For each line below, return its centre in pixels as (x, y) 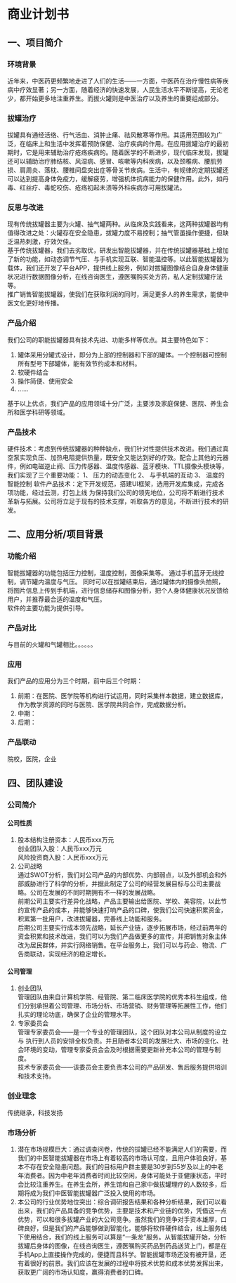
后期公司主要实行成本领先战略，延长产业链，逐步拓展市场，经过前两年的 (122, 928)
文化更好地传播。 (38, 303)
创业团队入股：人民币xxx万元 (59, 849)
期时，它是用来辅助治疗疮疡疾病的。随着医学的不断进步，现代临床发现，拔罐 (118, 152)
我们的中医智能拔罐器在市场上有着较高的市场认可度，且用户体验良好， (119, 1158)
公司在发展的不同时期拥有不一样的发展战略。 (94, 893)
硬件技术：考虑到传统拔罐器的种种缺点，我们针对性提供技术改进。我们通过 (115, 449)
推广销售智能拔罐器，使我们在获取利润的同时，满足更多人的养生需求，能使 (115, 294)
